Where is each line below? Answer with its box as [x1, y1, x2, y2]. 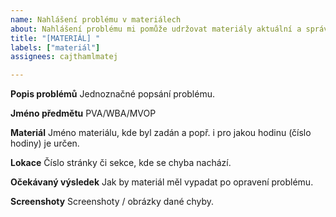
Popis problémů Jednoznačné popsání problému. [10, 88, 215, 100]
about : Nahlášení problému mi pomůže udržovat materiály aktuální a [10, 24, 302, 34]
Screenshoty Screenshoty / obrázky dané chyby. [10, 196, 215, 208]
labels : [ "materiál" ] [10, 42, 101, 53]
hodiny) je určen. [10, 137, 80, 150]
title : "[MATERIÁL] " [10, 33, 101, 43]
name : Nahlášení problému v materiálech [10, 14, 182, 25]
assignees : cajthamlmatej [10, 52, 118, 62]
